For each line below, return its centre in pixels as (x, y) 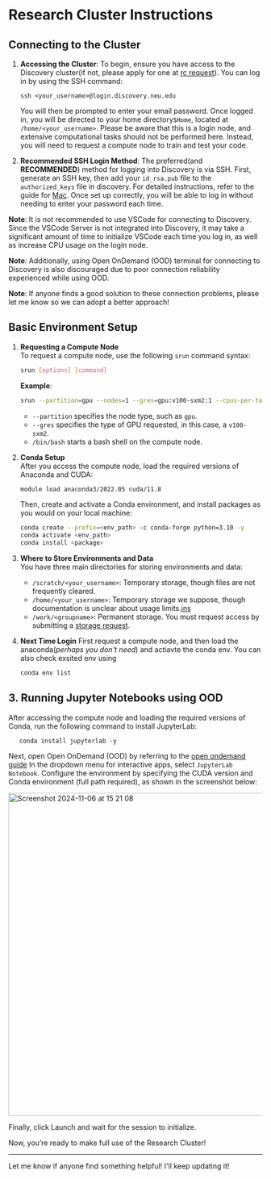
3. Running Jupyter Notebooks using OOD (116, 698)
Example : (36, 386)
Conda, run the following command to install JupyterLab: (103, 726)
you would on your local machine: (76, 513)
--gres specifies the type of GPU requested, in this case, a (129, 424)
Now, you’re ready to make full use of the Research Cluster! (107, 1143)
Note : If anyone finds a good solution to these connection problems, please (134, 293)
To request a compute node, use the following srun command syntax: (135, 355)
